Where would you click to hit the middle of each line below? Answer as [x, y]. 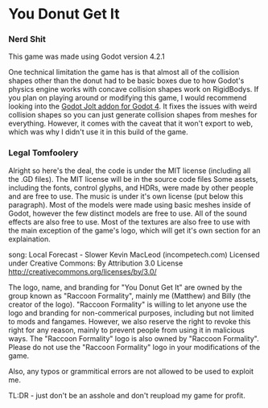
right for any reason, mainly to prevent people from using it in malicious [127, 330]
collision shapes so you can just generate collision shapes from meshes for [133, 115]
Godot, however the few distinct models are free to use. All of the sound [128, 213]
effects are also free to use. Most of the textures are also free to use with [130, 221]
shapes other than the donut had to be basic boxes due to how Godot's [126, 80]
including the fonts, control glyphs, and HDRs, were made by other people [131, 188]
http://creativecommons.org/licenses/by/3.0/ [82, 271]
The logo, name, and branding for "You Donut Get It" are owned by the [126, 287]
